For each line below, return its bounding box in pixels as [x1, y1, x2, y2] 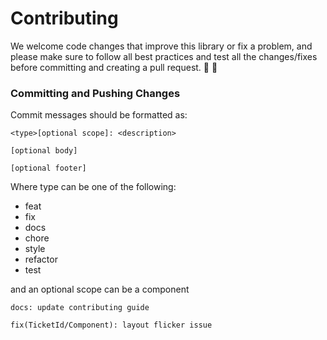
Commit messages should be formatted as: [10, 109, 188, 121]
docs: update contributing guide [10, 303, 150, 313]
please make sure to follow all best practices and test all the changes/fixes [10, 50, 318, 62]
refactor [24, 253, 58, 266]
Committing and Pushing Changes [10, 86, 181, 100]
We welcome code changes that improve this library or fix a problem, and [10, 40, 313, 52]
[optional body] [10, 146, 78, 156]
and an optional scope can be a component [10, 283, 190, 296]
